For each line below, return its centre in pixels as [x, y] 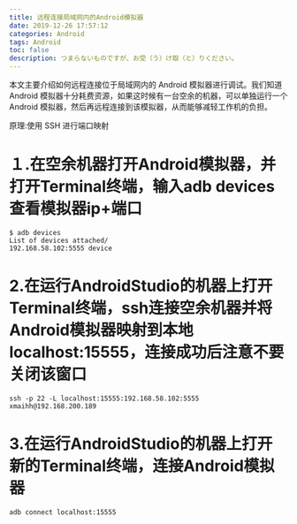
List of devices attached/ [59, 240]
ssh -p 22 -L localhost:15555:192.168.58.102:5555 [104, 399]
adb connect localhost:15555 [63, 512]
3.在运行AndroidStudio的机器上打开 [141, 444]
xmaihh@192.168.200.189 [53, 406]
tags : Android [35, 42]
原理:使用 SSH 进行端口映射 [59, 125]
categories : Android [47, 34]
